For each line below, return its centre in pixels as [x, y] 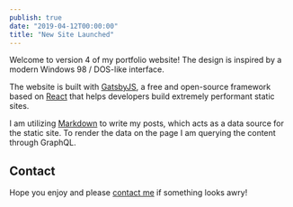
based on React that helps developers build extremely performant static [142, 96]
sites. [19, 106]
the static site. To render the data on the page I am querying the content [142, 133]
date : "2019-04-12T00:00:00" [64, 26]
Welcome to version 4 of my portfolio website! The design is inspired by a [146, 60]
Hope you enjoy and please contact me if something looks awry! [129, 193]
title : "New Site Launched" [62, 34]
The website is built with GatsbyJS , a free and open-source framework [140, 87]
